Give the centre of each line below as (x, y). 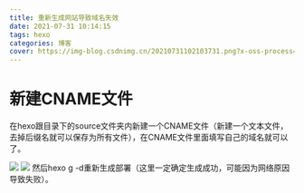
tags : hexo (30, 34)
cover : (22, 52)
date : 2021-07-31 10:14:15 (60, 26)
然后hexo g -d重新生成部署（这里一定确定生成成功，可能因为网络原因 (161, 168)
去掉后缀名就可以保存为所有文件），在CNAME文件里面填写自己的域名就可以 (149, 138)
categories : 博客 (41, 43)
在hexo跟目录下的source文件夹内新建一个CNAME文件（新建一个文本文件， (149, 126)
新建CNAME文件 (71, 99)
